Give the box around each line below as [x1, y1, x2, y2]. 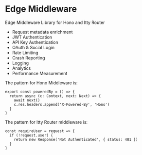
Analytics [12, 65, 31, 71]
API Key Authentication [12, 39, 58, 45]
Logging [12, 60, 29, 66]
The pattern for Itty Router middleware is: [5, 119, 88, 125]
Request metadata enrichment [12, 29, 73, 35]
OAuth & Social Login [12, 44, 55, 50]
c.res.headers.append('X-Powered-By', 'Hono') [14, 102, 110, 107]
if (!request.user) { [9, 133, 53, 137]
